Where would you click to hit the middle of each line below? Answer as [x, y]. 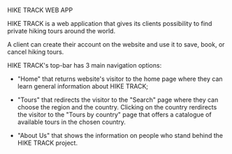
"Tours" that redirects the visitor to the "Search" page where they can [118, 100]
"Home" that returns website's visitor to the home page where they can [120, 79]
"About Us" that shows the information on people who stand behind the [120, 136]
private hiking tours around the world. [61, 31]
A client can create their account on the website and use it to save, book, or [116, 44]
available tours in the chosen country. [71, 122]
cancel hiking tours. [36, 52]
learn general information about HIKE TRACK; [83, 86]
